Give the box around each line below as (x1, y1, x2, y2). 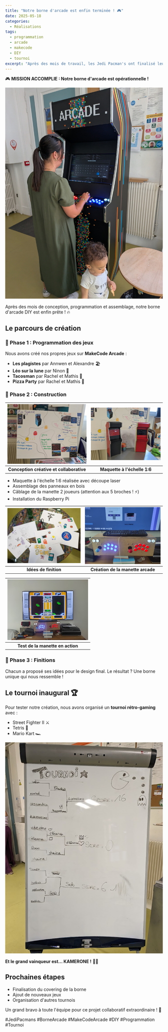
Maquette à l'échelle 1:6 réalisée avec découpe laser (12, 477, 121, 483)
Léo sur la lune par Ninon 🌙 (12, 368, 69, 374)
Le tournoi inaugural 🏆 (5, 688, 78, 697)
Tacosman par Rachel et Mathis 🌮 (12, 373, 82, 379)
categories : (5, 19, 30, 24)
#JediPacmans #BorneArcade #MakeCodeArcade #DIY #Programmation (5, 1016, 155, 1022)
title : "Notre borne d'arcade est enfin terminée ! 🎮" (5, 8, 124, 13)
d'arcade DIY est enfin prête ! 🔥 (5, 309, 70, 315)
